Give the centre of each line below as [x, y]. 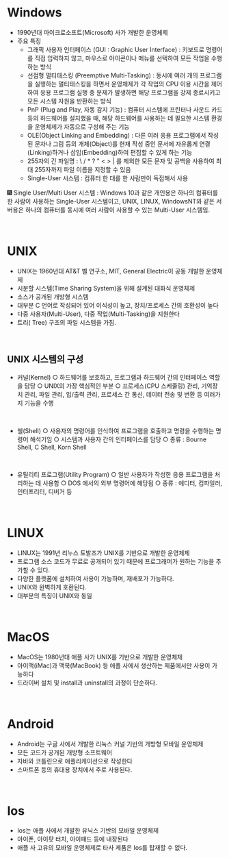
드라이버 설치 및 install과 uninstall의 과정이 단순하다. [87, 683]
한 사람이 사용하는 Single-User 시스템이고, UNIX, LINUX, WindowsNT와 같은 [111, 201]
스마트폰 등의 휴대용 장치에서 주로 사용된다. [75, 770]
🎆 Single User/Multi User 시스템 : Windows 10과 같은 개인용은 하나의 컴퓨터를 [113, 193]
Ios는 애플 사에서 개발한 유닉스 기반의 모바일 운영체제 [88, 831]
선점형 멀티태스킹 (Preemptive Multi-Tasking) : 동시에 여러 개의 [112, 75]
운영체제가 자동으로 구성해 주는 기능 [82, 126]
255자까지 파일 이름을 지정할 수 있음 [83, 169]
